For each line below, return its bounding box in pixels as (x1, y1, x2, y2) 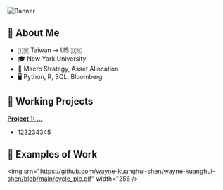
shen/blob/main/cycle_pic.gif (7, 174, 91, 183)
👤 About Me (7, 27, 60, 39)
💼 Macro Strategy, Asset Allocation (17, 64, 119, 73)
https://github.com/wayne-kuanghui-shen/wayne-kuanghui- (39, 167, 216, 176)
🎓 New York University (17, 54, 87, 63)
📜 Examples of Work (7, 148, 98, 160)
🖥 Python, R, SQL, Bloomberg (17, 72, 103, 81)
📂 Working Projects (7, 95, 94, 107)
